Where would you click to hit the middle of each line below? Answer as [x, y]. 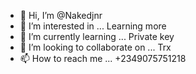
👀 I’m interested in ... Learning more [93, 26]
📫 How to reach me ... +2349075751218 [103, 58]
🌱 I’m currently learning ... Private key [97, 36]
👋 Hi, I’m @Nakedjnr [61, 15]
